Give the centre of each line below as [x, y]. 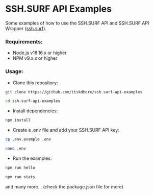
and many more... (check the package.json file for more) [65, 186]
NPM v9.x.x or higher [35, 58]
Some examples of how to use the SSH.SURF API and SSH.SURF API [77, 23]
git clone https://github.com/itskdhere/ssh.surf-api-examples [74, 92]
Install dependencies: [35, 111]
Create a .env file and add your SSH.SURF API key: [66, 130]
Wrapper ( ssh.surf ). [26, 28]
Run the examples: [32, 158]
